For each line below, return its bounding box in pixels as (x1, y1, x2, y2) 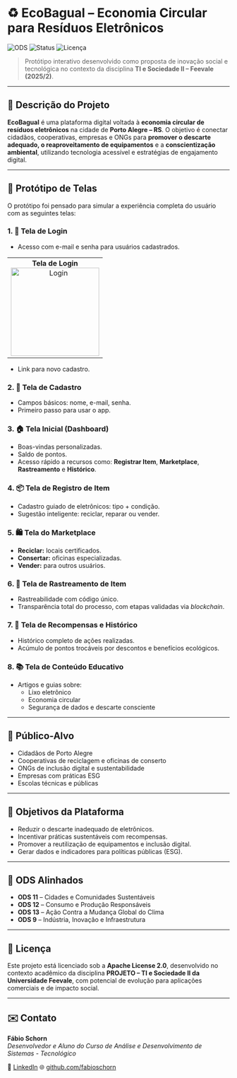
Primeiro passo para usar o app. (17, 406, 111, 415)
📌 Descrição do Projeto (7, 99, 110, 111)
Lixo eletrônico (28, 687, 72, 697)
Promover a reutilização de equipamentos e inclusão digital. (17, 839, 192, 848)
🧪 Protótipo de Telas (7, 182, 97, 195)
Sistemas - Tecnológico (7, 1049, 76, 1058)
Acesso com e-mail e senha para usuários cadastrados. (17, 242, 180, 251)
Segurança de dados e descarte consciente (28, 703, 156, 711)
